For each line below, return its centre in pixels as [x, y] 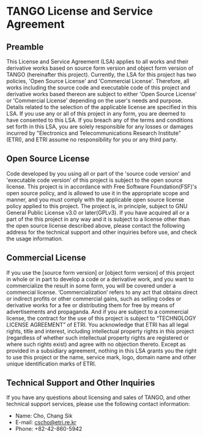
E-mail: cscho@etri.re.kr [46, 422]
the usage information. [35, 238]
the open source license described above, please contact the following [96, 225]
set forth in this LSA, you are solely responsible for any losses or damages [100, 126]
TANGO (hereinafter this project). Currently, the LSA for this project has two [102, 74]
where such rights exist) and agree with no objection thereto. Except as [96, 344]
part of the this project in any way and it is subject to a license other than [98, 219]
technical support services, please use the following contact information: [98, 404]
